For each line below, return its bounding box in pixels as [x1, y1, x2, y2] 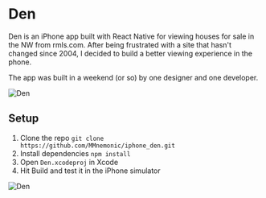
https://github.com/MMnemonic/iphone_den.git [19, 142, 175, 150]
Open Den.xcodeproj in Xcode [19, 157, 119, 167]
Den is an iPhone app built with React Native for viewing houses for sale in [8, 31, 255, 41]
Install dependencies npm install [19, 148, 131, 158]
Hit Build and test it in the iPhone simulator [19, 166, 161, 175]
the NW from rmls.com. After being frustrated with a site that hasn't [8, 39, 231, 49]
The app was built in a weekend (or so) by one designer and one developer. [8, 72, 259, 82]
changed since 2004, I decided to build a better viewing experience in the [8, 48, 253, 58]
